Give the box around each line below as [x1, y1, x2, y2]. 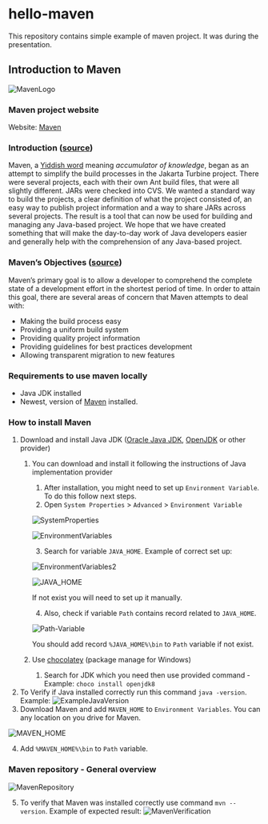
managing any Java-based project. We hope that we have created [8, 220, 226, 230]
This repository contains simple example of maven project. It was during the [8, 31, 259, 41]
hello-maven [8, 5, 94, 23]
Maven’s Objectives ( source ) [8, 257, 122, 268]
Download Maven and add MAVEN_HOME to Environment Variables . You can [19, 705, 261, 714]
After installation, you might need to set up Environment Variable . [43, 483, 260, 493]
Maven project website [8, 104, 99, 115]
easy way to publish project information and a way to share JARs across [8, 203, 246, 213]
